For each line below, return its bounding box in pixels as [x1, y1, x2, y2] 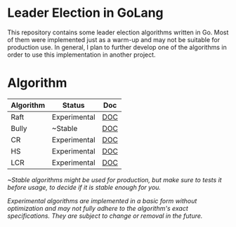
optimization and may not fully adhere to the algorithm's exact [7, 204, 188, 212]
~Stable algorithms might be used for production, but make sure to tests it [7, 175, 223, 184]
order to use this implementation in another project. [7, 50, 156, 59]
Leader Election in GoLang [7, 5, 164, 21]
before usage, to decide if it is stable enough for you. [7, 183, 162, 191]
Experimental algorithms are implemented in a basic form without [7, 196, 197, 205]
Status [62, 100, 86, 110]
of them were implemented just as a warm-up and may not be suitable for [7, 35, 220, 43]
